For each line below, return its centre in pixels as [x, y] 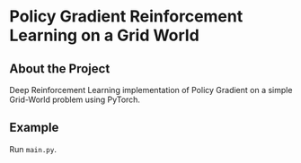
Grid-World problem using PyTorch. [75, 99]
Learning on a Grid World [104, 35]
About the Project [60, 69]
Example [34, 128]
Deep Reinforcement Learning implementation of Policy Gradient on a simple [151, 90]
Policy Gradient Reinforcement [126, 17]
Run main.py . [33, 149]
